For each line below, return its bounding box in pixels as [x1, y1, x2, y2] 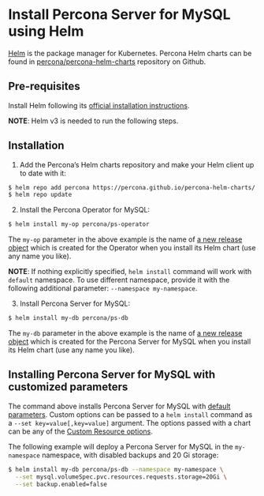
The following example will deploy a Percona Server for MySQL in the [8, 442, 234, 451]
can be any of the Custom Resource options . [8, 426, 154, 436]
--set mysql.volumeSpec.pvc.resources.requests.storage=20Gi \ [15, 472, 227, 481]
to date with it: [19, 168, 67, 178]
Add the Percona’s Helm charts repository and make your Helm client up [19, 160, 255, 169]
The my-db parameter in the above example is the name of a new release [8, 329, 243, 338]
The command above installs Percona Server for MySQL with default [8, 401, 231, 411]
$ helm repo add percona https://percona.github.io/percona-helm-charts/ [8, 183, 256, 191]
